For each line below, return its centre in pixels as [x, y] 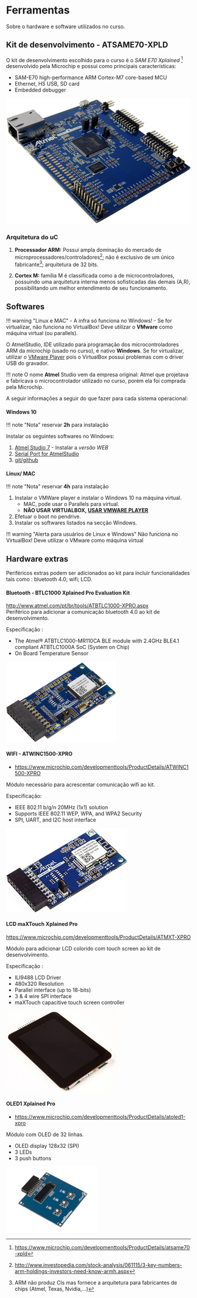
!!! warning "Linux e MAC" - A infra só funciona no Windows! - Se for [89, 321]
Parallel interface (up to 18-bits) [53, 990]
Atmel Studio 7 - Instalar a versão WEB [61, 448]
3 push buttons [33, 1158]
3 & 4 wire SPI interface [43, 996]
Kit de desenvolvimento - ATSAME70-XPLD [87, 45]
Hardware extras [37, 559]
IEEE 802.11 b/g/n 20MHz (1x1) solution [61, 807]
